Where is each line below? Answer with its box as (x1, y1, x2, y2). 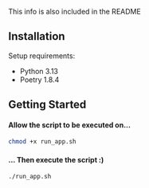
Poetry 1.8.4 (19, 75, 60, 84)
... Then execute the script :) (8, 155, 104, 164)
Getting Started (8, 98, 87, 112)
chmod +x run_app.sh (8, 138, 77, 146)
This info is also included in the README (8, 7, 141, 16)
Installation (8, 29, 65, 43)
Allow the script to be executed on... (8, 119, 131, 130)
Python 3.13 (19, 66, 58, 76)
